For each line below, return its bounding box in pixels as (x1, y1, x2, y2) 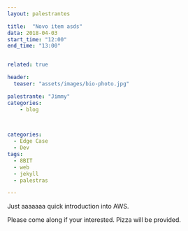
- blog (20, 106, 39, 113)
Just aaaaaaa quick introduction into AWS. (7, 202, 129, 211)
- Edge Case (13, 138, 49, 145)
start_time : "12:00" (7, 36, 68, 43)
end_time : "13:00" (7, 43, 61, 50)
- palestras (13, 176, 49, 184)
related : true (7, 61, 49, 69)
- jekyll (13, 170, 39, 177)
